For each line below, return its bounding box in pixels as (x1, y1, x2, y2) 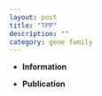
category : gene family (9, 37, 93, 47)
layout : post (9, 12, 58, 22)
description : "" (9, 29, 69, 38)
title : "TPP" (9, 21, 58, 30)
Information (21, 62, 67, 72)
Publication (21, 78, 66, 89)
